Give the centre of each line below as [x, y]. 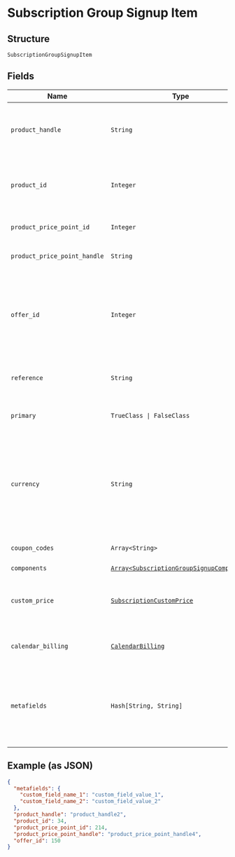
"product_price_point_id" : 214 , [61, 828]
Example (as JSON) [50, 766]
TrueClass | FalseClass [150, 416]
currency [25, 484]
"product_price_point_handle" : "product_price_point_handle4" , [107, 834]
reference [27, 378]
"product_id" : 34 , [41, 821]
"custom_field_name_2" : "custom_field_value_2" [90, 802]
